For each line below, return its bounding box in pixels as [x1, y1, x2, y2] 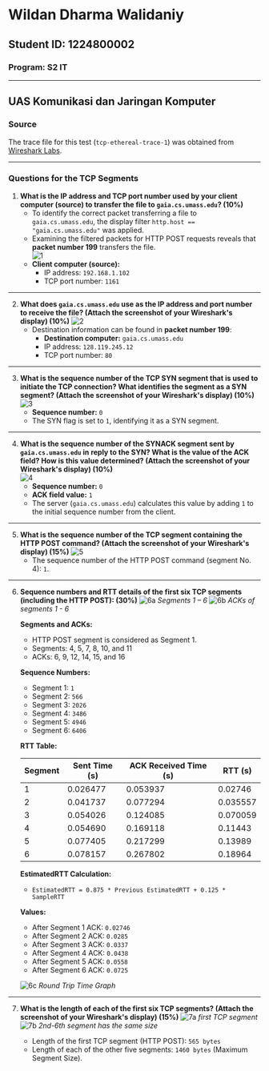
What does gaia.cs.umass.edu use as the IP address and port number [19, 299, 253, 309]
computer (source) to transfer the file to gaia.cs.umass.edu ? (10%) [19, 199, 244, 209]
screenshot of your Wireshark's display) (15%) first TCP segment [19, 1012, 259, 1021]
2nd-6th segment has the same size [38, 1021, 159, 1030]
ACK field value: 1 [31, 490, 93, 499]
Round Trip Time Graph [38, 981, 116, 990]
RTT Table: [19, 740, 58, 750]
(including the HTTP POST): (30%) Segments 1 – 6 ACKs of [19, 595, 255, 605]
